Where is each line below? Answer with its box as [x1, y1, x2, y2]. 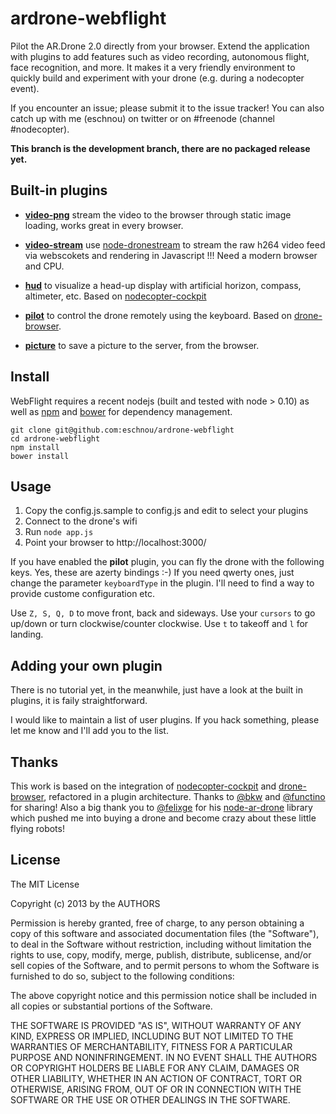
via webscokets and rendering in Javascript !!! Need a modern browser [24, 249, 318, 261]
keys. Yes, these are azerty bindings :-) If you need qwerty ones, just [10, 567, 295, 579]
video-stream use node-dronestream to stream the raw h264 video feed [24, 238, 326, 251]
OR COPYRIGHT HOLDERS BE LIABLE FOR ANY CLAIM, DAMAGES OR [10, 1062, 300, 1074]
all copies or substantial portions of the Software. [10, 1000, 213, 1012]
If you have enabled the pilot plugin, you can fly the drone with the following [10, 556, 325, 568]
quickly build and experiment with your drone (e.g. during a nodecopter [10, 72, 305, 84]
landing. [10, 628, 44, 641]
